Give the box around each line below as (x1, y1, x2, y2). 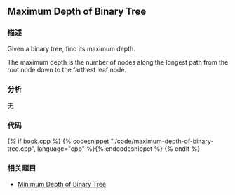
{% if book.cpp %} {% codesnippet (7, 137, 109, 146)
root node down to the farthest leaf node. (7, 65, 127, 74)
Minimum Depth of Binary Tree (17, 180, 107, 188)
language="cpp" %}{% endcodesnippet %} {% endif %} (37, 144, 201, 153)
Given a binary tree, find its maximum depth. (7, 44, 135, 53)
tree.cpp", (7, 144, 36, 153)
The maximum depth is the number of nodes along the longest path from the (7, 58, 229, 66)
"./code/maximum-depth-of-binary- (110, 137, 214, 146)
